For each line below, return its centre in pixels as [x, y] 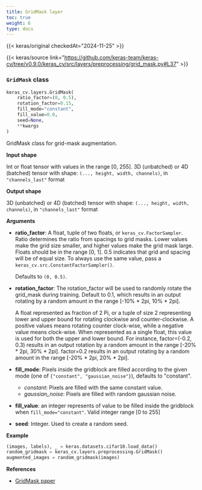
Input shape [22, 155]
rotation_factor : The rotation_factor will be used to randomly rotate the [103, 288]
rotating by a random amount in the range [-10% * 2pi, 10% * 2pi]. [98, 301]
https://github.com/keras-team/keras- [111, 57]
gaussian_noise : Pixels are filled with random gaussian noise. [100, 394]
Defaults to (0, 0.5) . [41, 276]
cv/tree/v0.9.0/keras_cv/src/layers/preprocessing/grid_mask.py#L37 [91, 64]
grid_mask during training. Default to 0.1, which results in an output [98, 294]
